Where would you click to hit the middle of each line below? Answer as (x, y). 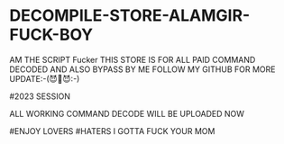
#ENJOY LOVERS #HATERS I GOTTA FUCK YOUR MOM (112, 130)
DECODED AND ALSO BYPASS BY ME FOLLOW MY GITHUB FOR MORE (142, 69)
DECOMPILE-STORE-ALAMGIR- (130, 16)
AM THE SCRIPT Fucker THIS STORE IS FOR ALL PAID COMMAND (133, 59)
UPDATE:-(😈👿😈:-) (45, 78)
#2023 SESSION (40, 96)
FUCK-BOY (51, 35)
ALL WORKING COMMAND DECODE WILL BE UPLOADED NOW (127, 113)
